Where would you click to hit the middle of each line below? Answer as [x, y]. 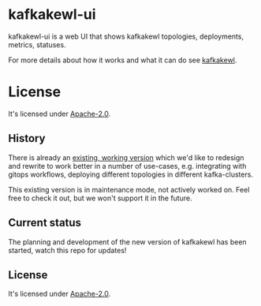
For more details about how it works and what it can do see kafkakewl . [123, 60]
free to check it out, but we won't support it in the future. [100, 198]
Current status [45, 223]
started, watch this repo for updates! [67, 250]
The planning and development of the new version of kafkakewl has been [127, 241]
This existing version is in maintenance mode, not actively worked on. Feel [129, 189]
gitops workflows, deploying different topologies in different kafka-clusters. [131, 174]
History [27, 138]
